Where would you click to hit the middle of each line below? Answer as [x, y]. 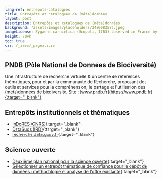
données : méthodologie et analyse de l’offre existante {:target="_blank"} [84, 172]
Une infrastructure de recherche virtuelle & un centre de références [73, 77]
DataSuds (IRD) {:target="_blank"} [46, 129]
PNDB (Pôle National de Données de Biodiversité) [81, 65]
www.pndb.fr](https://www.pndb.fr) [117, 92]
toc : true [15, 41]
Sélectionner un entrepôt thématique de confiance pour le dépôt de [80, 166]
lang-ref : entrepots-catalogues [38, 9]
